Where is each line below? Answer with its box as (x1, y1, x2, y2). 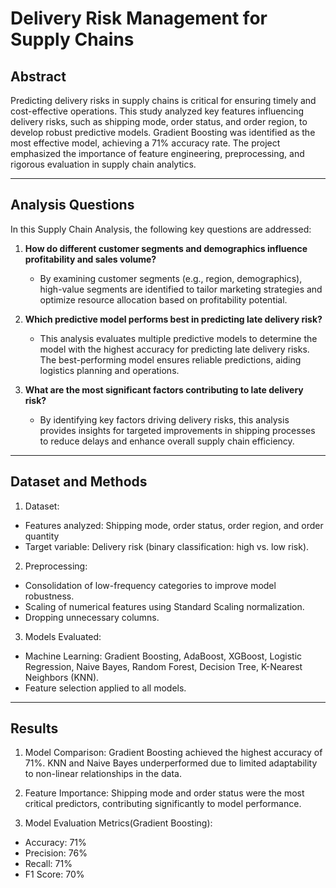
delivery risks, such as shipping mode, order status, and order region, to (10, 116, 308, 127)
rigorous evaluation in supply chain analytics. (10, 158, 197, 170)
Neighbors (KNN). (24, 671, 100, 683)
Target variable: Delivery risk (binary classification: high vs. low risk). (24, 540, 310, 552)
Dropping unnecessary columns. (24, 611, 160, 623)
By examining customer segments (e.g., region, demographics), (39, 272, 303, 284)
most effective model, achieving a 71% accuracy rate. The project (10, 137, 281, 149)
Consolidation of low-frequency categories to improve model (24, 579, 277, 591)
